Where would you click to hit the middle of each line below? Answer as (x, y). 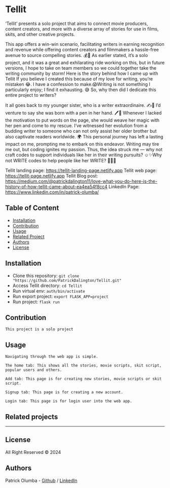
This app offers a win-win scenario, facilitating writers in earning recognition (85, 44)
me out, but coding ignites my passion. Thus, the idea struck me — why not (84, 149)
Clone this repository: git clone (46, 275)
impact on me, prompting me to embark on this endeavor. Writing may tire (82, 144)
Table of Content (32, 208)
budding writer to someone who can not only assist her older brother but (81, 131)
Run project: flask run (36, 302)
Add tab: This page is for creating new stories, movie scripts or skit (83, 379)
